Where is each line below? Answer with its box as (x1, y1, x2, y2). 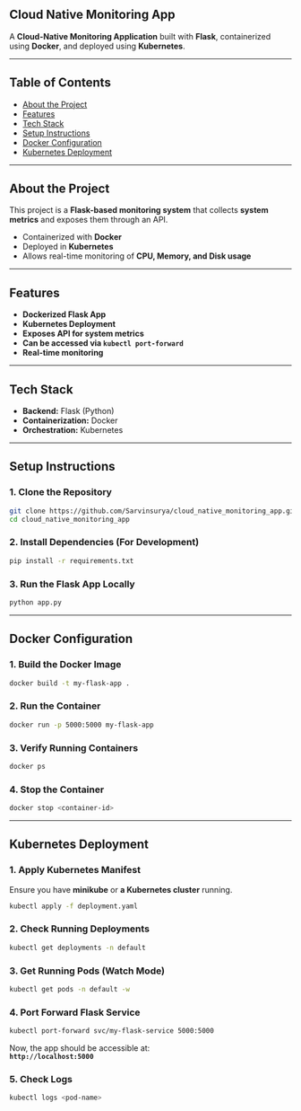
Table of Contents (9, 75, 112, 91)
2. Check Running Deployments (9, 922, 150, 935)
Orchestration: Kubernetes (21, 425, 124, 436)
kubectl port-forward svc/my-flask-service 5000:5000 (9, 1027, 215, 1036)
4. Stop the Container (9, 783, 105, 796)
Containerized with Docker (21, 232, 123, 242)
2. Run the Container (9, 700, 101, 712)
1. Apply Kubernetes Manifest (9, 864, 142, 877)
